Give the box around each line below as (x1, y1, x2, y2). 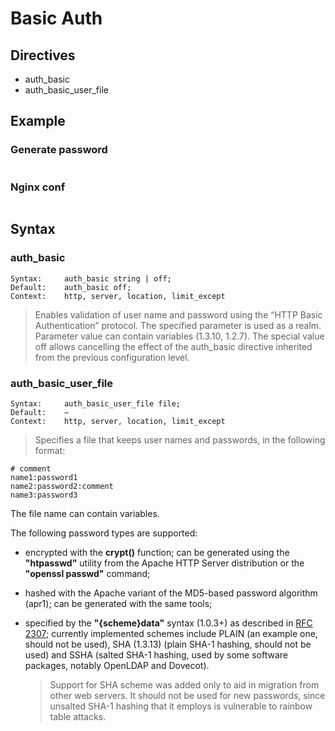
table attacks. (49, 710, 107, 722)
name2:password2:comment (10, 481, 114, 491)
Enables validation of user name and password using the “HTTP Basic (34, 308, 323, 321)
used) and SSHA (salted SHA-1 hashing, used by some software (24, 648, 288, 661)
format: (34, 444, 66, 456)
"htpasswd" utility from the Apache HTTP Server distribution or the (24, 557, 305, 569)
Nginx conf (10, 180, 66, 194)
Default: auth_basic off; (10, 282, 132, 292)
